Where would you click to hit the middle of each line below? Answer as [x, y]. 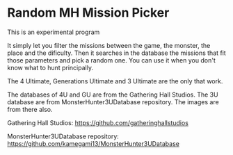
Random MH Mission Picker [88, 13]
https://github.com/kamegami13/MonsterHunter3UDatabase [93, 143]
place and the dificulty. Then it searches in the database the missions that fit [116, 53]
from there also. [30, 109]
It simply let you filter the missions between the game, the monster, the [109, 45]
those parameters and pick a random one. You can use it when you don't [111, 60]
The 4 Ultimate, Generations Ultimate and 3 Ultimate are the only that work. [115, 81]
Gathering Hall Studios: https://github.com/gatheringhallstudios [98, 122]
